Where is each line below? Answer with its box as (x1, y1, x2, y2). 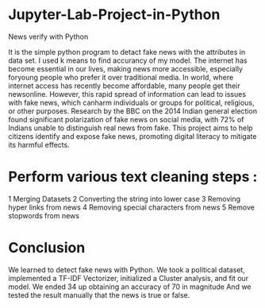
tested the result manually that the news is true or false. (8, 290, 190, 299)
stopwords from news (8, 210, 79, 220)
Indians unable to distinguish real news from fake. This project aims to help (8, 123, 253, 133)
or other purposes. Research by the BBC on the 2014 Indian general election (8, 106, 258, 116)
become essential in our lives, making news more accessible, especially (8, 64, 244, 73)
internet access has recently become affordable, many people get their (8, 81, 240, 90)
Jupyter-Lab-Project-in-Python (8, 6, 221, 24)
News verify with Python (8, 32, 89, 41)
